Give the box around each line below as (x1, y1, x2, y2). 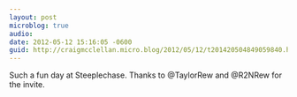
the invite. (9, 79, 46, 90)
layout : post (9, 12, 57, 22)
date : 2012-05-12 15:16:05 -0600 (9, 37, 133, 47)
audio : (9, 29, 34, 38)
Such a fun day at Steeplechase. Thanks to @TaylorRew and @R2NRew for (9, 70, 283, 80)
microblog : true (9, 21, 69, 30)
